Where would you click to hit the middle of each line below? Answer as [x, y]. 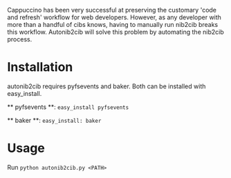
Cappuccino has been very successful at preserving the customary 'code [112, 10]
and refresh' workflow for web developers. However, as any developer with [114, 17]
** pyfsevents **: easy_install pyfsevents [68, 107]
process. [20, 39]
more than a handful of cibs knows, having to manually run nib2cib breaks [113, 24]
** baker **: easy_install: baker [54, 120]
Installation [40, 67]
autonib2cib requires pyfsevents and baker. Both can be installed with [107, 86]
